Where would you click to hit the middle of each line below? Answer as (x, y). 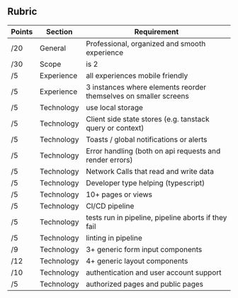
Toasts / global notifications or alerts (147, 139)
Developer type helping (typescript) (146, 182)
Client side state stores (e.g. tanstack (148, 118)
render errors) (109, 160)
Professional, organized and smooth (146, 43)
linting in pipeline (114, 238)
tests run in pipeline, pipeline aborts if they (157, 217)
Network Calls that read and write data (150, 171)
